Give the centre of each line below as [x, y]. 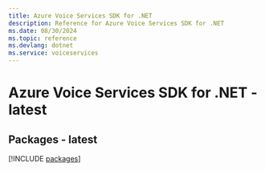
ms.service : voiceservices [53, 53]
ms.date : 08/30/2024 [43, 31]
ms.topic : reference [43, 38]
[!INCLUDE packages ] [45, 159]
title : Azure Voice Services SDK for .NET [80, 16]
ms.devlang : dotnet [41, 46]
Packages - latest [53, 139]
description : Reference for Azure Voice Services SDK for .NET [116, 23]
